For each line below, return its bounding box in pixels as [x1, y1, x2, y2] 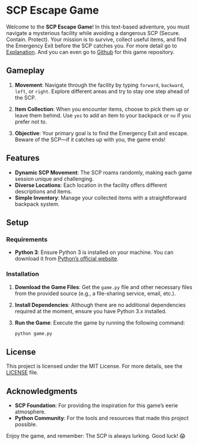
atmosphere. [14, 408, 46, 415]
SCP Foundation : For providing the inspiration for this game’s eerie [14, 402, 178, 409]
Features [6, 153, 40, 163]
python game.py [14, 330, 53, 336]
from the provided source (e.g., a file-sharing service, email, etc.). [14, 290, 176, 297]
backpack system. [14, 200, 60, 208]
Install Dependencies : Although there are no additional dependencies [14, 301, 186, 309]
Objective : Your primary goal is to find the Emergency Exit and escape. [14, 129, 189, 136]
